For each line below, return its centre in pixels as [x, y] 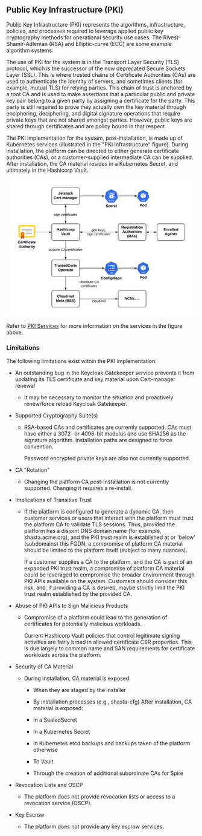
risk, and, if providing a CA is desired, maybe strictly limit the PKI [104, 587]
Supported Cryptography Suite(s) [56, 415]
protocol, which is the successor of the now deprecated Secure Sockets [96, 68]
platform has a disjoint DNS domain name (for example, [93, 531]
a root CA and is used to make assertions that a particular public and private [101, 94]
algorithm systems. [30, 50]
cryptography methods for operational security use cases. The [84, 37]
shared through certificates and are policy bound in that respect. [87, 126]
